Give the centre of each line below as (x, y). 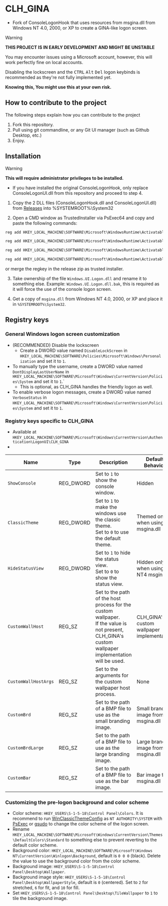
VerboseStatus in (29, 397)
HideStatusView (26, 568)
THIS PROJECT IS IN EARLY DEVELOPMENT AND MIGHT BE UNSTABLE (80, 47)
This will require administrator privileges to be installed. (64, 178)
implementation (113, 655)
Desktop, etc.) (27, 135)
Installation (23, 156)
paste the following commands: (45, 223)
